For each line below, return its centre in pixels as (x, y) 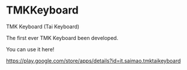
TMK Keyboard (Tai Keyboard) (43, 26)
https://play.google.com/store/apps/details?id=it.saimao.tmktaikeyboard (93, 61)
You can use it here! (30, 49)
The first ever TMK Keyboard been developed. (62, 38)
